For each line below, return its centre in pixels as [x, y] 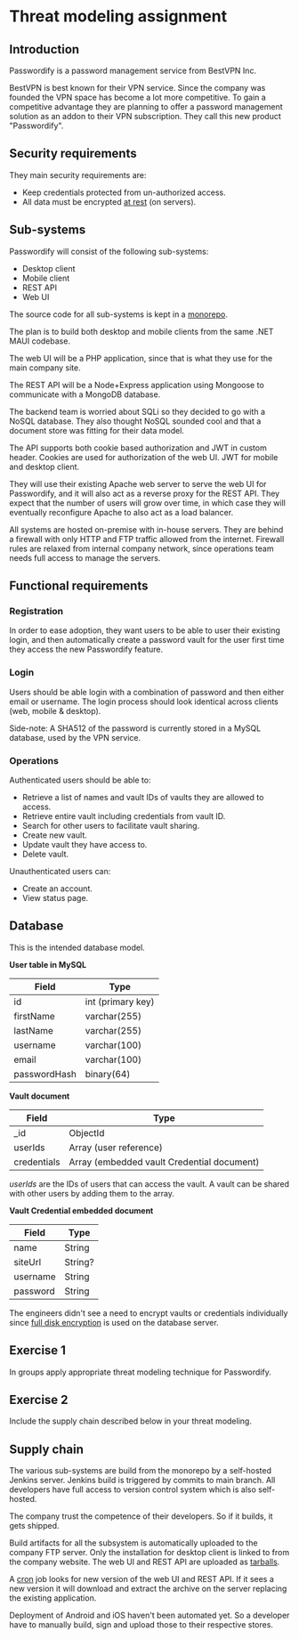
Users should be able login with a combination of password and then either [147, 692]
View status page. [55, 897]
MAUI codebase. [40, 341]
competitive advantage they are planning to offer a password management [146, 107]
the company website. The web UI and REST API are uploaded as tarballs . [145, 1562]
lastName [33, 1030]
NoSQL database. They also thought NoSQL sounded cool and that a [135, 421]
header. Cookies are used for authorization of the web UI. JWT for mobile [144, 457]
